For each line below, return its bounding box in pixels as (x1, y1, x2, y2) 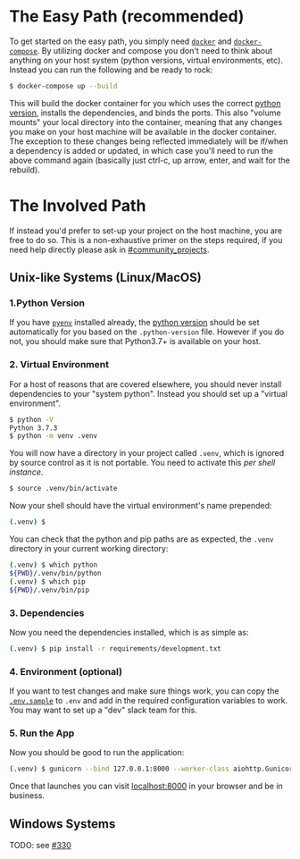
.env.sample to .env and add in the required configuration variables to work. (9, 695, 288, 706)
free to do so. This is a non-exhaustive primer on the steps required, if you (9, 234, 283, 245)
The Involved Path (9, 196, 146, 215)
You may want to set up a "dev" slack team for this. (9, 704, 198, 716)
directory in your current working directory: (9, 543, 169, 554)
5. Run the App (9, 727, 75, 739)
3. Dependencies (9, 606, 85, 619)
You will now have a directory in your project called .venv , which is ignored (9, 448, 284, 459)
